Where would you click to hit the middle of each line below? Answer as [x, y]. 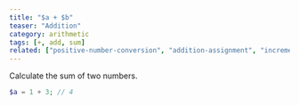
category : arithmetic [49, 34]
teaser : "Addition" [45, 26]
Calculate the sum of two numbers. [73, 76]
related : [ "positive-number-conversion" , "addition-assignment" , [133, 51]
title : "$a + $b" [41, 17]
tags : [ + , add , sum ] [48, 42]
